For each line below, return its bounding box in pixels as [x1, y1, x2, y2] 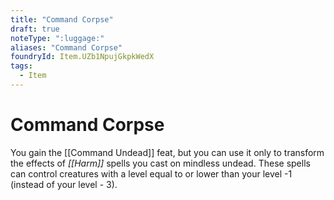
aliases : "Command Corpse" [10, 42, 123, 53]
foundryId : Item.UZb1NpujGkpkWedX [10, 52, 155, 62]
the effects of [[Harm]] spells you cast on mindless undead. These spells [10, 157, 311, 169]
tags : [10, 61, 33, 71]
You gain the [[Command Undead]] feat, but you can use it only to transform [10, 146, 325, 158]
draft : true [10, 24, 60, 34]
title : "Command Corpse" [10, 14, 114, 25]
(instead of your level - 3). [10, 178, 118, 190]
